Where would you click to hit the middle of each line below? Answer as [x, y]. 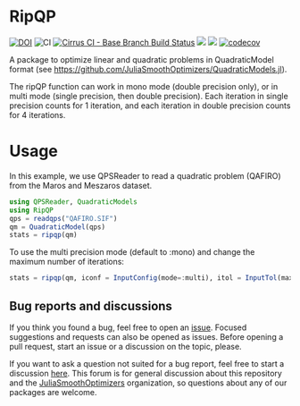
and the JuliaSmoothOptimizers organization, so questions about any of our [148, 383]
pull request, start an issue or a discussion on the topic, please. [126, 346]
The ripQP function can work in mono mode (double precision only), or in [144, 86]
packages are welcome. [53, 392]
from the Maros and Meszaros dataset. [81, 185]
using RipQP [31, 210]
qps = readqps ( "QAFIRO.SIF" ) [63, 218]
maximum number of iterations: [67, 262]
